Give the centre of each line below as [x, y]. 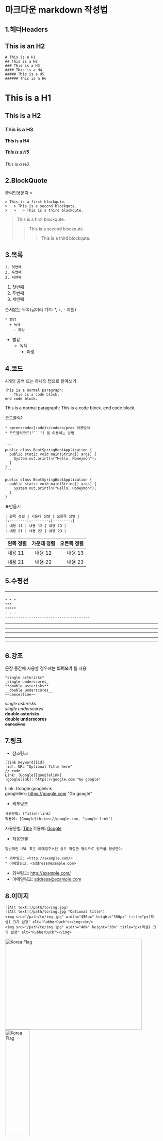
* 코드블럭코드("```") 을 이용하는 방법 [40, 433]
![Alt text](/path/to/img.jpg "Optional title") [55, 911]
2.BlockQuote [26, 181]
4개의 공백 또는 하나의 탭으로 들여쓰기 [41, 381]
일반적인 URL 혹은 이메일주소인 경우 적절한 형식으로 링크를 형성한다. [65, 849]
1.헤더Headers [27, 29]
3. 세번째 [13, 278]
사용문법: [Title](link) [28, 814]
